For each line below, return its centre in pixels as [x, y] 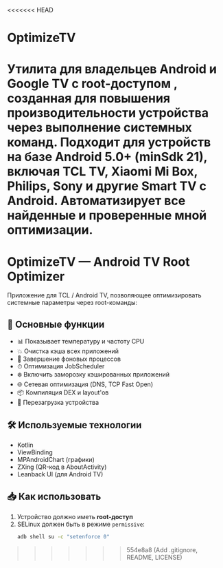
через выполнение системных [99, 128]
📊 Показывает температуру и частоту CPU [81, 341]
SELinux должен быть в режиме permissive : [81, 524]
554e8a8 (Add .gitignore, [162, 549]
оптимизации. [50, 230]
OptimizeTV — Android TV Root [98, 262]
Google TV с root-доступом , [92, 84]
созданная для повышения [89, 98]
